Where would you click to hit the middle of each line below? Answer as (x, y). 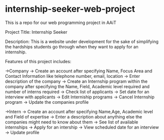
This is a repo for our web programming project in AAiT (61, 23)
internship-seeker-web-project (70, 9)
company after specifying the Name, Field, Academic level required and (77, 86)
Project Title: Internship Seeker (36, 32)
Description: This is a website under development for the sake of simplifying (82, 41)
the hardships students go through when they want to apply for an (72, 47)
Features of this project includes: (38, 61)
